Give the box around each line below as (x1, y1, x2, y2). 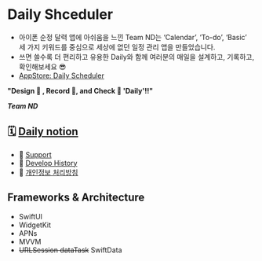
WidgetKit (18, 220, 52, 230)
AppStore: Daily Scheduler (18, 71, 105, 80)
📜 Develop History (18, 158, 78, 167)
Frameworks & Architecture (7, 191, 145, 204)
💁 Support (18, 149, 52, 159)
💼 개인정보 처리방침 (18, 167, 78, 177)
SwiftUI (18, 211, 43, 221)
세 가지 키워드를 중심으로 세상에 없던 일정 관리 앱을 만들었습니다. (18, 42, 216, 52)
